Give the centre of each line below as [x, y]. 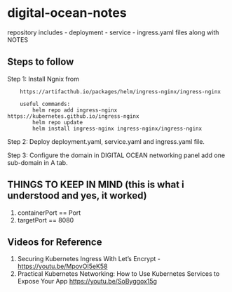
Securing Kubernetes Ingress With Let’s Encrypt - [89, 259]
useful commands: [45, 104]
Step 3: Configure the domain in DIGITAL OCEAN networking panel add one [116, 155]
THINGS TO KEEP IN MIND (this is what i [96, 185]
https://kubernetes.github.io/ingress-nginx [73, 116]
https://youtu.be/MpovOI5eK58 [62, 266]
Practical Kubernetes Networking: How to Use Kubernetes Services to [118, 274]
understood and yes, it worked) [77, 195]
